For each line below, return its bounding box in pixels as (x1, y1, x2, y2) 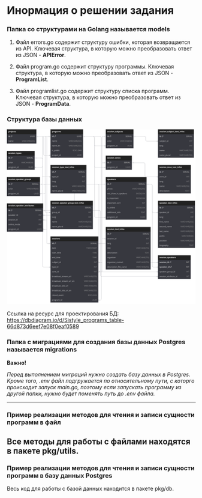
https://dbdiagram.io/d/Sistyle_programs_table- (7, 317, 125, 324)
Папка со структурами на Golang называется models (7, 25, 170, 34)
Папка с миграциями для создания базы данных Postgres (7, 338, 186, 346)
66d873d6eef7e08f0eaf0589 (7, 323, 80, 330)
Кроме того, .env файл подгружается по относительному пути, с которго (7, 377, 195, 384)
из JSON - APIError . (15, 52, 66, 59)
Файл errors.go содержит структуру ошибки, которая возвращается (15, 38, 191, 46)
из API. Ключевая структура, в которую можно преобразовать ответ (15, 45, 192, 52)
